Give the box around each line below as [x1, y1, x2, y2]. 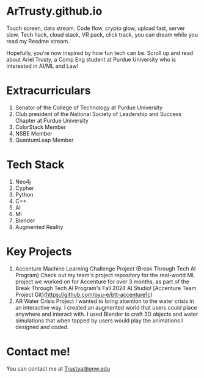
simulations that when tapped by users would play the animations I [15, 316, 183, 324]
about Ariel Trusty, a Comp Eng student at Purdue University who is [6, 56, 176, 63]
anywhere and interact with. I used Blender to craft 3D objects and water [15, 310, 199, 318]
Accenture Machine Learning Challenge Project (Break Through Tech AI [15, 264, 196, 272]
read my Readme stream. [6, 37, 70, 45]
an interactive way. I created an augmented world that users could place [15, 303, 197, 311]
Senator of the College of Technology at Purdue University [15, 104, 163, 111]
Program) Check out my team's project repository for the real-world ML [15, 271, 195, 278]
